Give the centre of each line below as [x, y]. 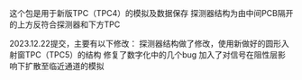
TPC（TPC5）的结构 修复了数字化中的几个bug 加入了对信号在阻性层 [151, 55]
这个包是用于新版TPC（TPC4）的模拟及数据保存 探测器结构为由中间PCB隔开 [151, 13]
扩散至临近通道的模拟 [64, 66]
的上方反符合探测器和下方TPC [65, 24]
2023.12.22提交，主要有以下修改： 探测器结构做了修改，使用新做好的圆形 [146, 44]
